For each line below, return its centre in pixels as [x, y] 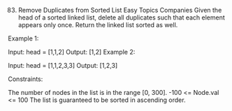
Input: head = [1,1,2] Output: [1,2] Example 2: [72, 52]
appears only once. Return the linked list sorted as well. [98, 25]
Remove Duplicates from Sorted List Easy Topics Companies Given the [120, 10]
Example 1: [23, 38]
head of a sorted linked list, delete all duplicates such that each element [122, 17]
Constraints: [26, 79]
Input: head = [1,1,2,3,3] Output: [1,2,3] [63, 65]
